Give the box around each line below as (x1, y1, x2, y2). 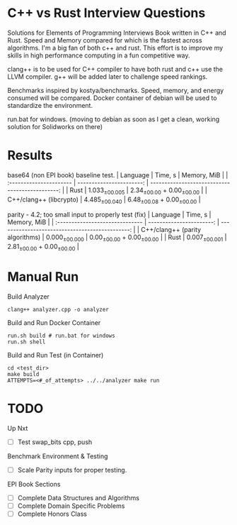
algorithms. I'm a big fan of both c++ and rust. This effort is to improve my (7, 43, 224, 52)
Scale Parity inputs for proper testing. (17, 466, 127, 474)
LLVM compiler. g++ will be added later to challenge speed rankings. (7, 72, 208, 81)
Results (7, 148, 53, 164)
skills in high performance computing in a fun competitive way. (7, 51, 190, 60)
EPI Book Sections (7, 480, 61, 489)
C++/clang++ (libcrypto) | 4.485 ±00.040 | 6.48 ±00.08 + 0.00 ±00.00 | (7, 195, 201, 205)
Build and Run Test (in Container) (7, 351, 104, 359)
